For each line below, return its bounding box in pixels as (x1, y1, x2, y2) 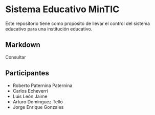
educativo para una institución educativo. (5, 25, 93, 32)
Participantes (5, 69, 50, 77)
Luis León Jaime (12, 93, 48, 99)
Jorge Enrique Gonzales (12, 104, 64, 110)
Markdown (5, 41, 41, 49)
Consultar (5, 54, 26, 60)
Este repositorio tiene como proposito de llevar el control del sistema (5, 20, 150, 26)
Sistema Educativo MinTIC (5, 4, 120, 15)
